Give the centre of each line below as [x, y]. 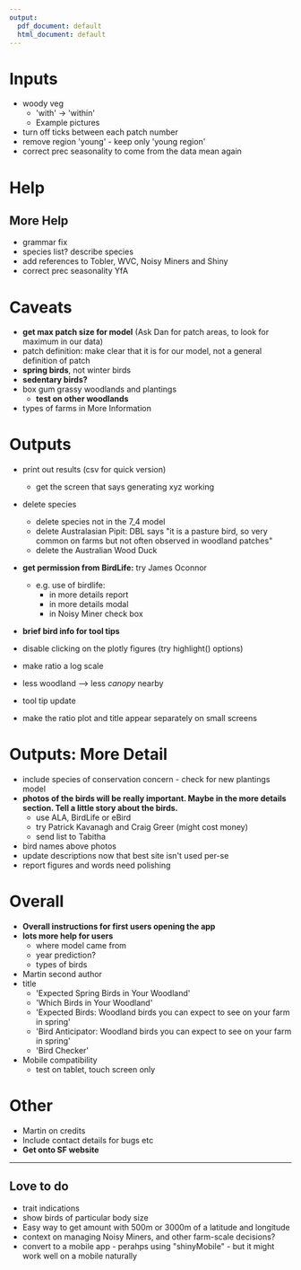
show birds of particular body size [86, 1217]
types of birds [61, 965]
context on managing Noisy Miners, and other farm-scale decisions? [149, 1237]
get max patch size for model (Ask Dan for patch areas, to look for [146, 332]
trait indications [51, 1208]
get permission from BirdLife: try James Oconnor [115, 568]
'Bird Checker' [62, 1051]
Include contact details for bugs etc [88, 1140]
